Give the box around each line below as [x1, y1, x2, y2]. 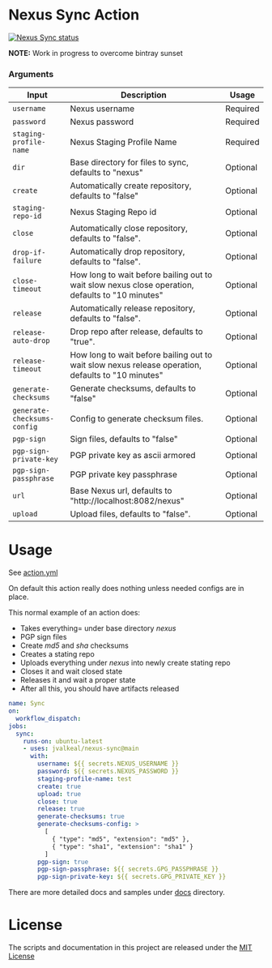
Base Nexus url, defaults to [70, 485, 172, 496]
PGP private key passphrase [70, 469, 178, 480]
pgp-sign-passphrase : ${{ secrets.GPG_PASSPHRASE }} [37, 865, 219, 873]
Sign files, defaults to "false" [70, 434, 178, 445]
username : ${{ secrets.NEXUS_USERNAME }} [37, 760, 180, 768]
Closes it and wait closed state [19, 666, 123, 676]
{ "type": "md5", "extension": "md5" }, [51, 835, 190, 843]
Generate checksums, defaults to [70, 383, 197, 394]
